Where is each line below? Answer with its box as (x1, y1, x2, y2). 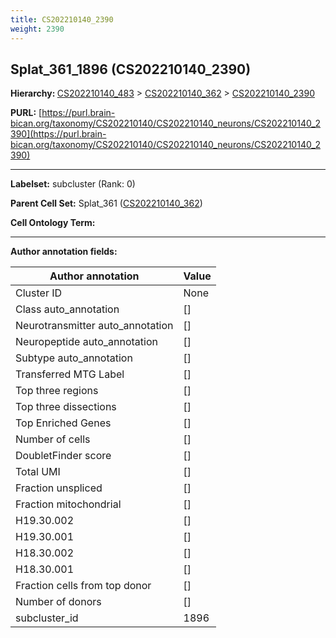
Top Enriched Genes (15, 416, 112, 430)
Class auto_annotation (15, 302, 120, 316)
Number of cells (15, 432, 91, 446)
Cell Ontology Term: (10, 217, 96, 229)
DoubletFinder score (15, 449, 112, 463)
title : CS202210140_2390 (10, 14, 114, 25)
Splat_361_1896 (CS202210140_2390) (10, 61, 252, 78)
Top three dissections (15, 400, 117, 414)
